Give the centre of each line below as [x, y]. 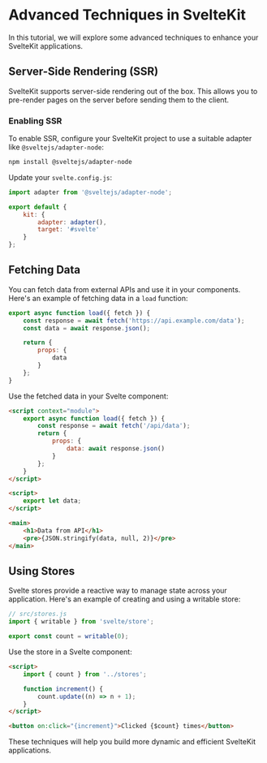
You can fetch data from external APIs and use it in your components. [125, 289]
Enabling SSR [35, 121]
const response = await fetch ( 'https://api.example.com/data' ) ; [134, 321]
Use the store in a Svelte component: [70, 652]
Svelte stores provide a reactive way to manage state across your [118, 591]
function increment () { [63, 689]
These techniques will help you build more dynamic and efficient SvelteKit [132, 742]
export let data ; [52, 501]
